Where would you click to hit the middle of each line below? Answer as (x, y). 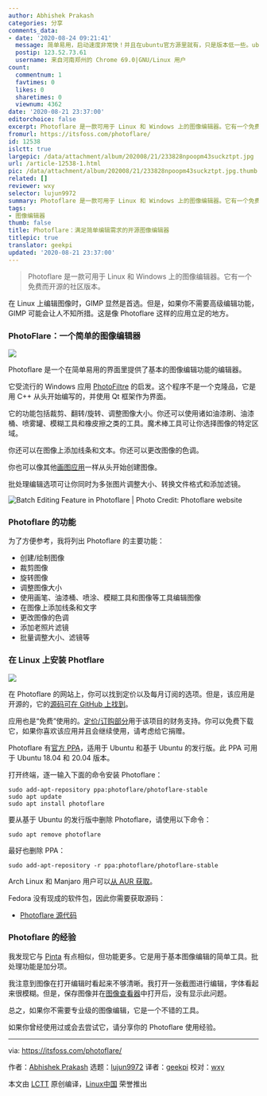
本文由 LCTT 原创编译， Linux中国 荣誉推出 (78, 1083)
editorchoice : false (43, 119)
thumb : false (30, 223)
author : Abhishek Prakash (51, 16)
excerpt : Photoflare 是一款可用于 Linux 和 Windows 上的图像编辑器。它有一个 (128, 127)
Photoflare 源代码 (48, 915)
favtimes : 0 (35, 82)
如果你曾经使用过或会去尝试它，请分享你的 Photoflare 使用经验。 (114, 1027)
